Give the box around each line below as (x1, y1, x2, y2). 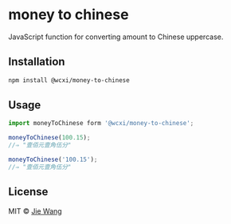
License (8, 185, 49, 198)
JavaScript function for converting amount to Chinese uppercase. (8, 32, 224, 41)
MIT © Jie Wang (8, 206, 62, 216)
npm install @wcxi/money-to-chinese (8, 76, 130, 84)
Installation (8, 55, 65, 69)
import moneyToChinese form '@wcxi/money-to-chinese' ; (8, 120, 194, 128)
